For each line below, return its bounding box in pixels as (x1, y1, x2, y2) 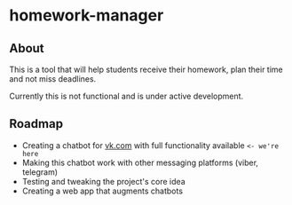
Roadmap (9, 116, 64, 131)
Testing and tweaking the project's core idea (21, 176, 185, 186)
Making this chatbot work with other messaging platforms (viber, (21, 157, 259, 168)
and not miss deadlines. (9, 74, 97, 84)
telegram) (21, 166, 59, 177)
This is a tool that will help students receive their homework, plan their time (9, 64, 283, 75)
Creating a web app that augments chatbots (21, 185, 184, 196)
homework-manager (9, 5, 164, 26)
